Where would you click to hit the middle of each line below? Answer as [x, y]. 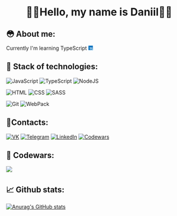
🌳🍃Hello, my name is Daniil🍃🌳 [99, 12]
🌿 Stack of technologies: [52, 67]
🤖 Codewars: [30, 155]
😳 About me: [31, 34]
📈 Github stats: [35, 190]
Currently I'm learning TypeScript [47, 48]
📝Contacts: [27, 123]
